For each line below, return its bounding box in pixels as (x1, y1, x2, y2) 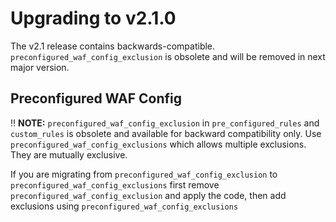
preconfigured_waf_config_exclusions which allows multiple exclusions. (10, 138, 307, 150)
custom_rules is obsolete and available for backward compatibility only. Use (10, 127, 322, 139)
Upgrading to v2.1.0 (10, 7, 177, 30)
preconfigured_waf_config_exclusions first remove (10, 178, 220, 191)
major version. (10, 61, 70, 73)
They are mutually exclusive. (10, 148, 128, 161)
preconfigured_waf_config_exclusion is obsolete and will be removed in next (10, 50, 326, 62)
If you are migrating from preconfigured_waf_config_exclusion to (10, 168, 278, 180)
